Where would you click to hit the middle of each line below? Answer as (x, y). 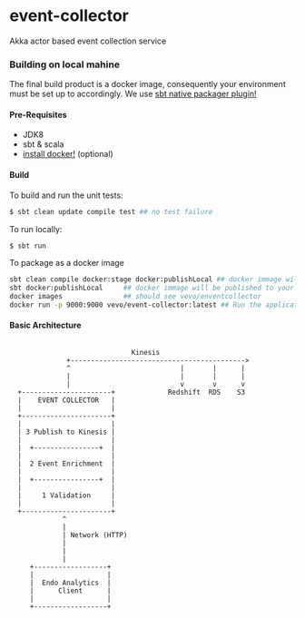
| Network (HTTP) (95, 535)
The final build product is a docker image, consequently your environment (148, 84)
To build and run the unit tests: (67, 195)
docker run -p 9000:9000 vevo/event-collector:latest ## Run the (135, 305)
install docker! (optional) (68, 154)
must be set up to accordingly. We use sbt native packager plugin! (133, 94)
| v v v (156, 385)
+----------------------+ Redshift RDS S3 (132, 392)
